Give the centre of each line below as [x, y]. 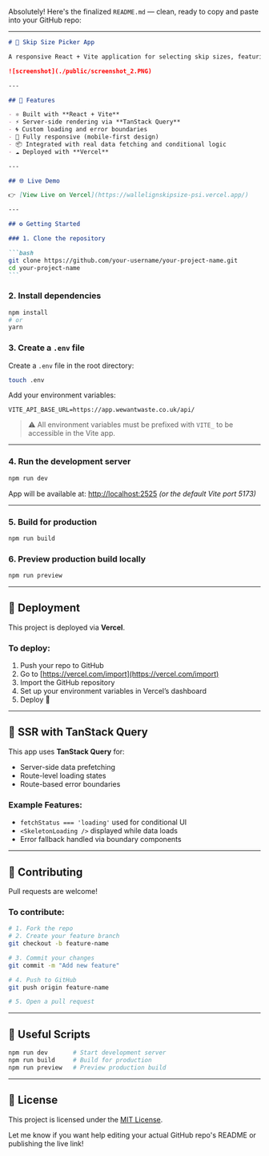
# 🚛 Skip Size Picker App [51, 42]
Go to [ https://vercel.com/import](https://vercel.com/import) [119, 674]
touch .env [26, 380]
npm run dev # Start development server [87, 1053]
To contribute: [37, 912]
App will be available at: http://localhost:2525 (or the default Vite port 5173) [132, 493]
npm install [28, 312]
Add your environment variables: [62, 395]
